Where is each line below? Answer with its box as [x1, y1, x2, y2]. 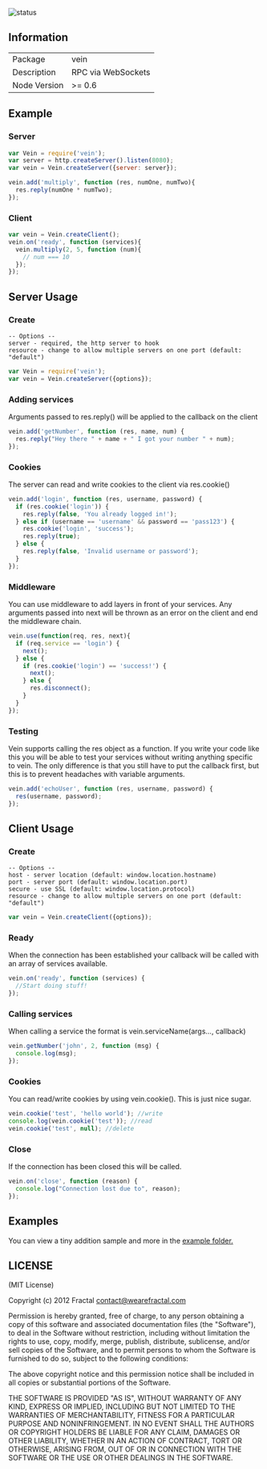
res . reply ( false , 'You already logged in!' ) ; [22, 510, 178, 518]
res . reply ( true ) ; [22, 532, 81, 540]
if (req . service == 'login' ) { [15, 639, 120, 647]
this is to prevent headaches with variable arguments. [8, 769, 186, 779]
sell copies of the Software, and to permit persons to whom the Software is [8, 1346, 257, 1355]
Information [8, 30, 69, 44]
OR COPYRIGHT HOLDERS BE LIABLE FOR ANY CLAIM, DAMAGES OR [8, 1427, 241, 1437]
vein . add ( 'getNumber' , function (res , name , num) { [8, 427, 184, 436]
